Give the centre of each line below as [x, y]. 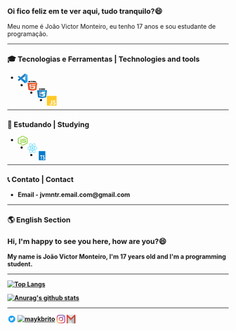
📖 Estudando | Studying [48, 124]
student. [20, 264]
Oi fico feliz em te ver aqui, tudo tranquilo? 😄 [85, 11]
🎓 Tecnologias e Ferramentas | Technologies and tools [104, 59]
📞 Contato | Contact [40, 179]
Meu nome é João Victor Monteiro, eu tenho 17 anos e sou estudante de [112, 27]
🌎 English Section [39, 220]
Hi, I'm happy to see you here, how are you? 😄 [87, 242]
